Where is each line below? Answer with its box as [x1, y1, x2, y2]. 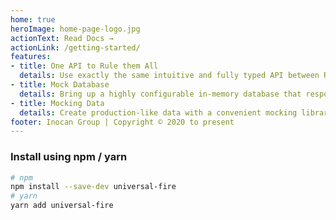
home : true [10, 14, 56, 25]
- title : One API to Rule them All [10, 61, 159, 71]
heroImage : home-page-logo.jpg [10, 24, 141, 34]
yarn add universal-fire [10, 201, 114, 211]
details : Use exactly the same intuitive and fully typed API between [19, 71, 320, 81]
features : [10, 52, 52, 62]
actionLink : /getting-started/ [10, 42, 141, 53]
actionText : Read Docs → [10, 33, 114, 43]
